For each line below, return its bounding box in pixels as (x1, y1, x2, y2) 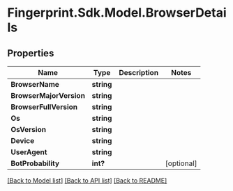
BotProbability (10, 158, 60, 168)
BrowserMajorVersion (10, 91, 86, 100)
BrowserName (10, 80, 59, 89)
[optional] (165, 158, 197, 168)
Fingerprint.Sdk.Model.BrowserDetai (7, 5, 227, 21)
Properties (7, 47, 54, 59)
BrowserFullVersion (10, 102, 78, 112)
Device (10, 136, 35, 145)
